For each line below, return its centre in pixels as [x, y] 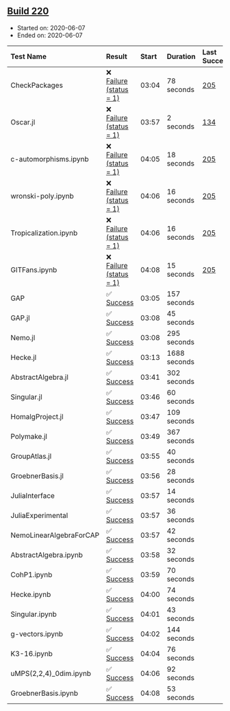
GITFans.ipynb [34, 269]
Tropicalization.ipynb [44, 233]
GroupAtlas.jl [31, 456]
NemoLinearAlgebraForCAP [55, 535]
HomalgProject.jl [37, 416]
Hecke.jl [24, 357]
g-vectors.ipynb [37, 633]
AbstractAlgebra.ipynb [47, 554]
